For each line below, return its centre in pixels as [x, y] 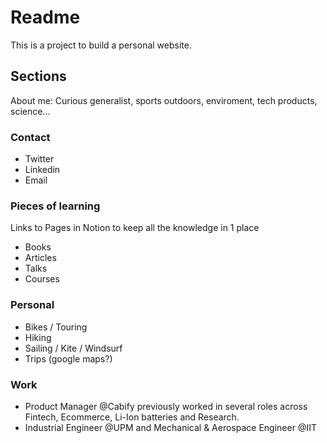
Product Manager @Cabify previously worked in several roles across [166, 406]
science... [30, 111]
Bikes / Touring [56, 327]
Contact [30, 137]
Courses [42, 279]
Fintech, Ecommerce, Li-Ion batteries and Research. [132, 417]
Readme [45, 17]
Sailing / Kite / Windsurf [73, 348]
